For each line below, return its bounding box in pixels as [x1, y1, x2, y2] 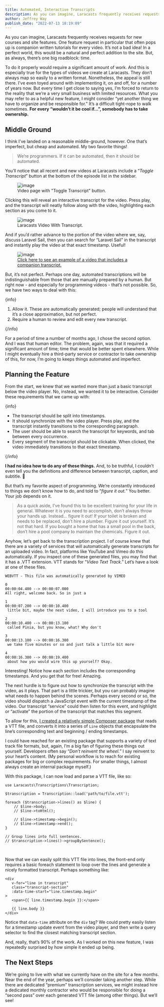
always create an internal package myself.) [5, 764, 91, 770]
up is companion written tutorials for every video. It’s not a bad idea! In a [5, 45, 150, 50]
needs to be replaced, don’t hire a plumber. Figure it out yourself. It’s [17, 518, 155, 524]
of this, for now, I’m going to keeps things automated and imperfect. [5, 356, 142, 362]
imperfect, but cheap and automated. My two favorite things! [5, 144, 127, 150]
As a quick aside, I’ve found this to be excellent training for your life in [17, 503, 158, 508]
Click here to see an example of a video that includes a [17, 257, 128, 263]
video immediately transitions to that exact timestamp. [12, 444, 121, 450]
